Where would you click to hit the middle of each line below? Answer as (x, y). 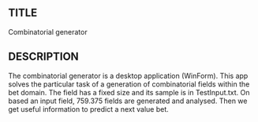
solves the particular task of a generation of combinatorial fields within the (129, 84)
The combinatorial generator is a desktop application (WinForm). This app (128, 76)
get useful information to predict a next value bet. (89, 109)
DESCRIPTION (43, 57)
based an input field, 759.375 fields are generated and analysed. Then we (128, 101)
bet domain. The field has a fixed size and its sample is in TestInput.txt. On (129, 92)
